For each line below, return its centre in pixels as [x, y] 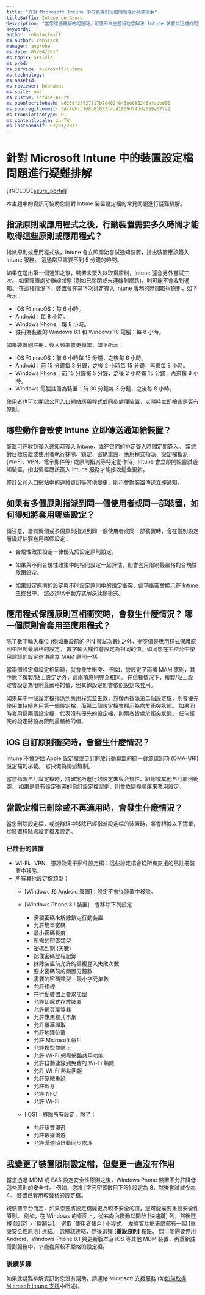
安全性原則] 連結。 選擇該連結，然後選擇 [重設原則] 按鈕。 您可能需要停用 [104, 1231]
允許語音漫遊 [49, 1128]
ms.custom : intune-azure [38, 97]
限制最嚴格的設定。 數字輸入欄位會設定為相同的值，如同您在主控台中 [103, 649]
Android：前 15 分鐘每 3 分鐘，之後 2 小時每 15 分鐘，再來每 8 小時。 [102, 365]
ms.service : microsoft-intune [45, 69]
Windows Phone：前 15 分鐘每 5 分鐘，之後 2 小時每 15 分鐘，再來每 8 [103, 373]
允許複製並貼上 [52, 1048]
